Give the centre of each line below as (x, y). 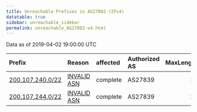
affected (108, 63)
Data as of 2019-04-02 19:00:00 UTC (51, 45)
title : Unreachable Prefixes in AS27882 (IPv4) (65, 11)
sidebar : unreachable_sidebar (43, 22)
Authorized (144, 59)
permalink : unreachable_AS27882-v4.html (56, 28)
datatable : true (26, 17)
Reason (78, 63)
